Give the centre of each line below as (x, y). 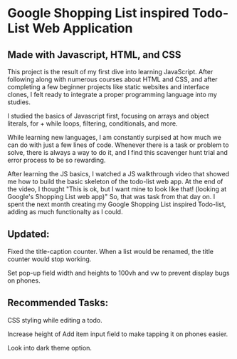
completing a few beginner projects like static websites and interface (109, 87)
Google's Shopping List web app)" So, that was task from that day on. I (111, 197)
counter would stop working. (49, 259)
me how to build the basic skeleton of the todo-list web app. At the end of (115, 181)
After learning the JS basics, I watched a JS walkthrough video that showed (118, 174)
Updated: (28, 234)
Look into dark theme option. (50, 348)
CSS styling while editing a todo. (55, 320)
